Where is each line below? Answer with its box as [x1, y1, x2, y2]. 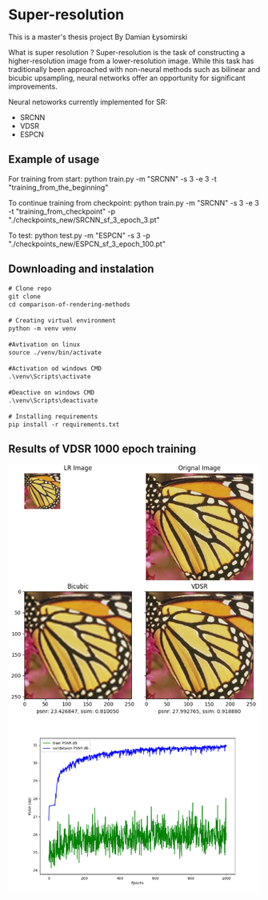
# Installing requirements [8, 412, 98, 421]
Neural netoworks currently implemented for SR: [8, 97, 168, 106]
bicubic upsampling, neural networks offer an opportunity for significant [8, 73, 246, 82]
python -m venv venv [8, 324, 78, 333]
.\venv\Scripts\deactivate [8, 396, 98, 405]
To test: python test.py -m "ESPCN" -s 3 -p [8, 230, 150, 240]
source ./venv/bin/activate [8, 348, 102, 357]
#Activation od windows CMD [8, 364, 102, 373]
